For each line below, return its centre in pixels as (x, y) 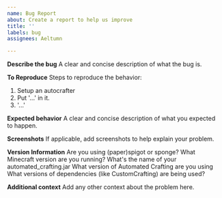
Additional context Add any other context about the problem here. (101, 187)
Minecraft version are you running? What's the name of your (92, 159)
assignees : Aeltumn (35, 39)
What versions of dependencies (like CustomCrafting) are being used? (106, 174)
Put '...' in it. (33, 98)
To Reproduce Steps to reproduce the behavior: (74, 77)
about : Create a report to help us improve (70, 20)
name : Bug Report (32, 13)
